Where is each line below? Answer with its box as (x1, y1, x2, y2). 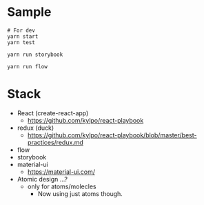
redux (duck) (17, 124, 54, 132)
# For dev (7, 27, 36, 34)
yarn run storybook (7, 51, 63, 58)
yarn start (7, 32, 39, 40)
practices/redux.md (27, 138, 84, 146)
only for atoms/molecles (27, 182, 96, 191)
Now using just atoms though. (37, 189, 123, 197)
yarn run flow (7, 63, 48, 70)
